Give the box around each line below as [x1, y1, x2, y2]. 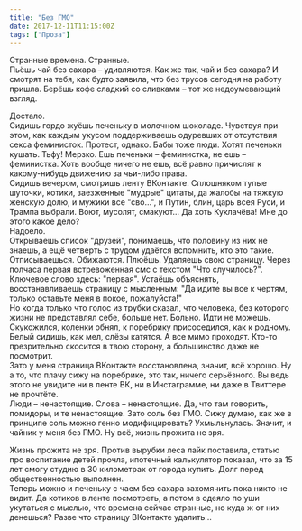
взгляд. [9, 93, 38, 104]
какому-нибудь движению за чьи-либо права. [9, 168, 188, 179]
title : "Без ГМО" [9, 13, 75, 23]
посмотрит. [9, 350, 54, 361]
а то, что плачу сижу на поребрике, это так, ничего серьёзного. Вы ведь [9, 369, 290, 380]
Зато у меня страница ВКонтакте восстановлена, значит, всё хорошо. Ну [9, 360, 292, 371]
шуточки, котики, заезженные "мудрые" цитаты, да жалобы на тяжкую [9, 187, 284, 199]
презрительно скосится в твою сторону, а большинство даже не [9, 340, 260, 352]
